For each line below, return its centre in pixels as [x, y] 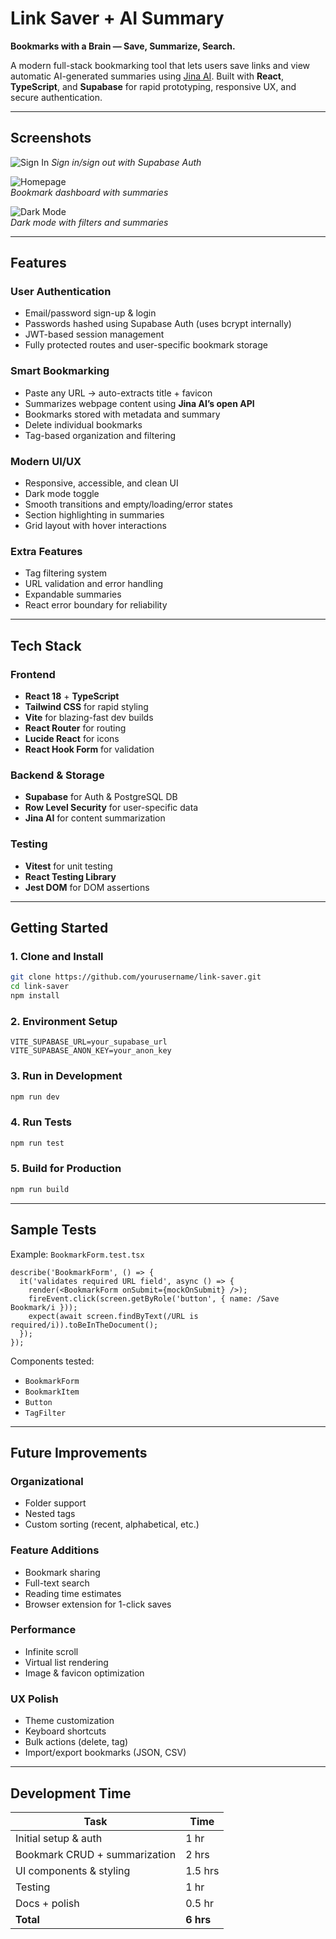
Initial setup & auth [59, 1838]
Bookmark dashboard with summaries [89, 192]
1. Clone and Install [57, 956]
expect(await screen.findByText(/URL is [113, 1316]
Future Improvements [79, 1452]
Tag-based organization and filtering [100, 435]
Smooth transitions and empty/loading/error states [128, 504]
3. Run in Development [66, 1076]
